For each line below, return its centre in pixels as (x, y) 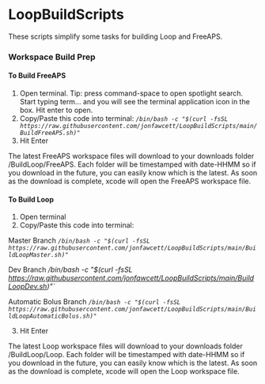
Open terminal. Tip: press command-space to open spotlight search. (131, 93)
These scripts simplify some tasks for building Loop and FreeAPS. (115, 36)
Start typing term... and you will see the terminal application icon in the (135, 102)
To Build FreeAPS (37, 76)
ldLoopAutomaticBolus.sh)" (53, 316)
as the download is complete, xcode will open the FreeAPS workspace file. (130, 181)
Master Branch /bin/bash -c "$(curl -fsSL (79, 241)
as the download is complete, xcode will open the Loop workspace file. (124, 371)
